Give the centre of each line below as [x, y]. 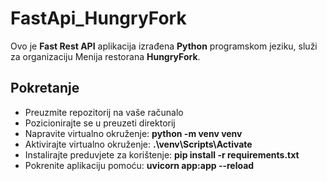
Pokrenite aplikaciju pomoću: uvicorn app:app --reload [139, 165]
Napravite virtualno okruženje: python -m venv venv [133, 133]
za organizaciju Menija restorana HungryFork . [105, 56]
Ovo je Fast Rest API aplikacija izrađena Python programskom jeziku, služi [164, 46]
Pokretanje [45, 88]
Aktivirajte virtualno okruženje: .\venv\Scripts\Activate [138, 144]
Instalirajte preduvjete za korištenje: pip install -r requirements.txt [162, 154]
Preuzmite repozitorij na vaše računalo [104, 112]
